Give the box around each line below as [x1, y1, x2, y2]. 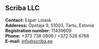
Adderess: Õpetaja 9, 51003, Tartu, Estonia [5, 22, 94, 28]
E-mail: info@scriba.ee [5, 38, 53, 44]
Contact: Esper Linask [5, 17, 51, 23]
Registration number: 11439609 [5, 27, 71, 34]
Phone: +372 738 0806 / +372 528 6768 [5, 33, 89, 39]
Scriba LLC [5, 4, 40, 12]
